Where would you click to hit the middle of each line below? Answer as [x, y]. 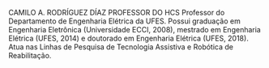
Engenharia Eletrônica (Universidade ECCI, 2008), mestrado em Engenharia [134, 30]
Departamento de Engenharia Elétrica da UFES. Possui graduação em [124, 21]
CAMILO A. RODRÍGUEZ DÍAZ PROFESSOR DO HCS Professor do [117, 13]
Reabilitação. [30, 55]
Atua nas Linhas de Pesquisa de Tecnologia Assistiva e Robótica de [121, 47]
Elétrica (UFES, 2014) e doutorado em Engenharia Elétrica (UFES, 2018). [128, 38]
